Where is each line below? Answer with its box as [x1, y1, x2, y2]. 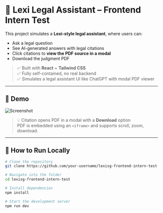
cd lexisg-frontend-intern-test [5, 177, 70, 182]
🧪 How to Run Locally [5, 147, 70, 155]
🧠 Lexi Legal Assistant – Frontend [5, 4, 141, 16]
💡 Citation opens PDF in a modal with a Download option [16, 117, 131, 123]
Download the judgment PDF [12, 55, 70, 61]
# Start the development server [5, 199, 70, 204]
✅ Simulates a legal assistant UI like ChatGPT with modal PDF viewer [16, 76, 155, 82]
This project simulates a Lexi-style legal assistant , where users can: [5, 31, 143, 36]
